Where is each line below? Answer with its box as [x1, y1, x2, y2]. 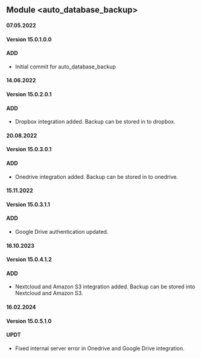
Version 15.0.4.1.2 [6, 256, 53, 263]
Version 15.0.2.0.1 [6, 90, 52, 98]
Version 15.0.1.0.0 [6, 36, 53, 43]
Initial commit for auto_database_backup [14, 63, 116, 70]
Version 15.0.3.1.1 [6, 201, 50, 208]
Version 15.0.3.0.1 [6, 145, 52, 153]
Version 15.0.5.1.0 [6, 317, 52, 325]
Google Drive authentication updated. [14, 228, 109, 235]
